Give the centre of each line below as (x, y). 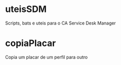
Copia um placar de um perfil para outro (46, 57)
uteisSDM (26, 9)
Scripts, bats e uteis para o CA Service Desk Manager (60, 23)
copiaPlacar (30, 43)
